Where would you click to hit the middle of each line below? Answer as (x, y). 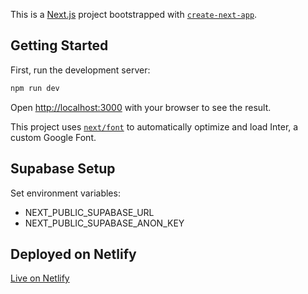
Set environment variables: (65, 193)
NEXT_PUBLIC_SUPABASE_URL (89, 212)
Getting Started (59, 45)
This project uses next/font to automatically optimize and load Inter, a (154, 126)
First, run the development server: (80, 70)
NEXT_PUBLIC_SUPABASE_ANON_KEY (104, 223)
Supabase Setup (63, 169)
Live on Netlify (40, 278)
